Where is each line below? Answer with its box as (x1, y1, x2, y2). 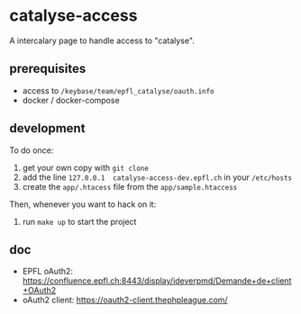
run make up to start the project (22, 216, 137, 227)
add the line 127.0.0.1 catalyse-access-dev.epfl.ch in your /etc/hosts (22, 172, 293, 183)
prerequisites (9, 61, 87, 76)
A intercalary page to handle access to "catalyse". (9, 35, 196, 46)
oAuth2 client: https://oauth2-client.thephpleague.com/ (22, 294, 228, 306)
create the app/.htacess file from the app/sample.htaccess (22, 181, 238, 192)
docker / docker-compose (22, 94, 120, 105)
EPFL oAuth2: (22, 266, 74, 277)
